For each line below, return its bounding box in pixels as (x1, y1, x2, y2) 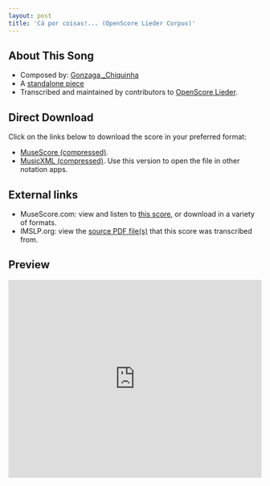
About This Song (8, 49, 95, 63)
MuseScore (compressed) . (19, 148, 108, 157)
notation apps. (19, 165, 68, 174)
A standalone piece (19, 79, 84, 88)
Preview (8, 258, 51, 272)
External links (8, 188, 79, 202)
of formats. (19, 218, 57, 227)
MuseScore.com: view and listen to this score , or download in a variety (19, 209, 256, 218)
